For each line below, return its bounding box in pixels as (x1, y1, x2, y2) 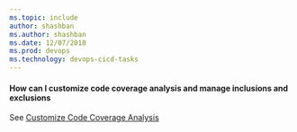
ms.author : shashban (9, 30, 87, 39)
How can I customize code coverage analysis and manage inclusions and (9, 83, 289, 93)
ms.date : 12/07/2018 (9, 38, 87, 48)
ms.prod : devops (9, 47, 70, 56)
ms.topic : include (9, 13, 78, 22)
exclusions (9, 92, 51, 103)
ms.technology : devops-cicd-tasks (9, 55, 139, 64)
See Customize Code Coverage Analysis (9, 112, 159, 123)
